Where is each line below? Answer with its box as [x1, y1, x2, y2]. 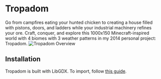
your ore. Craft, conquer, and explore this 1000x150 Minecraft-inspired [5, 30, 150, 36]
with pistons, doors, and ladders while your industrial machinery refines [5, 24, 152, 30]
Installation [5, 55, 41, 64]
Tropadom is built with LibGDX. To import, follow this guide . [5, 68, 127, 74]
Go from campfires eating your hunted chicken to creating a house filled [5, 19, 153, 25]
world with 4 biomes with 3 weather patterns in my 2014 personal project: [5, 35, 157, 41]
